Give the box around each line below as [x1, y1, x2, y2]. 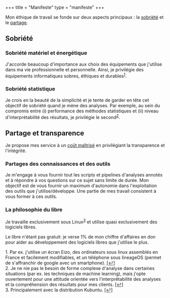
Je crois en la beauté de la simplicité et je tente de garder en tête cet [5, 97, 149, 103]
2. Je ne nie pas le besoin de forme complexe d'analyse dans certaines [5, 265, 155, 272]
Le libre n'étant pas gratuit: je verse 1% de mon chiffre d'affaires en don [5, 234, 156, 240]
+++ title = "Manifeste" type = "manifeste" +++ [5, 5, 104, 10]
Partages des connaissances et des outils [5, 160, 110, 167]
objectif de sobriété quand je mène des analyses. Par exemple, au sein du [5, 102, 160, 108]
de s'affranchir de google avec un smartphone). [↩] [5, 260, 116, 266]
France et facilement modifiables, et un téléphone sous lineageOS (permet [5, 254, 161, 261]
